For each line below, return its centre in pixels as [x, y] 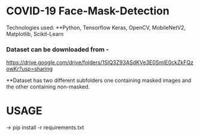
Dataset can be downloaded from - [58, 49]
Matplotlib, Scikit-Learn [35, 34]
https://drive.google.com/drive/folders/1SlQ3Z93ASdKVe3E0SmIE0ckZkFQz [100, 63]
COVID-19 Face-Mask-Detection [88, 11]
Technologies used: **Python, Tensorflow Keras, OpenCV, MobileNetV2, [96, 28]
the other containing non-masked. [48, 87]
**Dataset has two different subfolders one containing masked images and [99, 80]
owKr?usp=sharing [30, 69]
